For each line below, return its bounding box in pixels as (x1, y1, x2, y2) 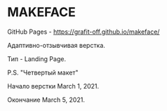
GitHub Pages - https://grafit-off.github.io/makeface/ (7, 27, 160, 36)
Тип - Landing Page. (7, 54, 67, 63)
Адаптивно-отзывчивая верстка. (7, 41, 105, 49)
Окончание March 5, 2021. (7, 96, 86, 104)
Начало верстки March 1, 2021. (7, 81, 100, 90)
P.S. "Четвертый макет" (7, 68, 79, 77)
